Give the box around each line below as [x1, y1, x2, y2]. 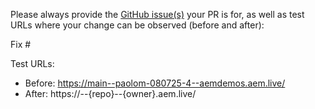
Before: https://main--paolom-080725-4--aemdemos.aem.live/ [24, 77, 286, 89]
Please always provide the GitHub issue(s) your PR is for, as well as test [10, 9, 305, 20]
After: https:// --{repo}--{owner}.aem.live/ [24, 88, 197, 99]
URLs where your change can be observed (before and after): [10, 19, 265, 31]
